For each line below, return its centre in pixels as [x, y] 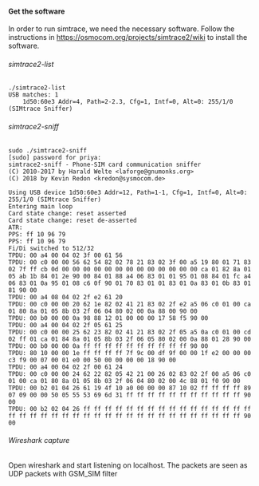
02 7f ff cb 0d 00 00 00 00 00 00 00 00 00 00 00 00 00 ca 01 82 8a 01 [129, 269]
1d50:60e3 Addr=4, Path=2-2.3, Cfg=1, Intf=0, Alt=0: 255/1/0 [128, 102]
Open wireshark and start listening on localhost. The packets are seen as [128, 465]
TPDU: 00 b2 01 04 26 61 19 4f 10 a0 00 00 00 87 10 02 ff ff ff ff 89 [129, 388]
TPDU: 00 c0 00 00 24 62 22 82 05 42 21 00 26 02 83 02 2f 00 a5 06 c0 [129, 374]
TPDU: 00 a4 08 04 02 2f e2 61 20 [66, 297]
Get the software [37, 11]
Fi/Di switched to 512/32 [51, 248]
